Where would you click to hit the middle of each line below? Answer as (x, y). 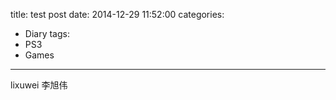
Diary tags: (47, 33)
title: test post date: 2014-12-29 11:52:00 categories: (117, 14)
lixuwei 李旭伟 (39, 85)
